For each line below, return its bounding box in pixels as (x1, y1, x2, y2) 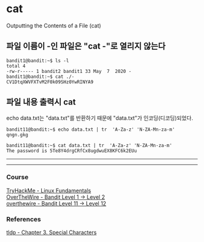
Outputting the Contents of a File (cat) (6, 22, 101, 29)
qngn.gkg (6, 131, 29, 138)
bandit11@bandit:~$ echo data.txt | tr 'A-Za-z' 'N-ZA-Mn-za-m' (6, 126, 175, 133)
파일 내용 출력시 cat (6, 97, 76, 108)
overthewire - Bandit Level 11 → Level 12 (6, 199, 106, 207)
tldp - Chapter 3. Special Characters (6, 229, 97, 236)
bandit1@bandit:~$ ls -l (6, 57, 69, 64)
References (6, 215, 41, 223)
